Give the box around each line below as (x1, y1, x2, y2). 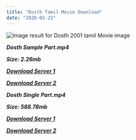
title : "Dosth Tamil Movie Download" (6, 9, 103, 15)
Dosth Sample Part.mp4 (6, 44, 69, 51)
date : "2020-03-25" (6, 15, 56, 21)
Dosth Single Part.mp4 (6, 91, 66, 98)
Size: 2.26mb (6, 55, 41, 63)
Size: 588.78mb (6, 103, 48, 111)
